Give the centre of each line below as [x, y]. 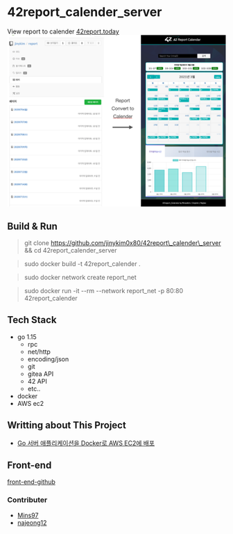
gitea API [41, 374]
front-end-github [31, 482]
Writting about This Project [67, 425]
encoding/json [48, 359]
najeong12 [32, 522]
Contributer [27, 500]
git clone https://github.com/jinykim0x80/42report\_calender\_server [122, 243]
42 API [37, 381]
